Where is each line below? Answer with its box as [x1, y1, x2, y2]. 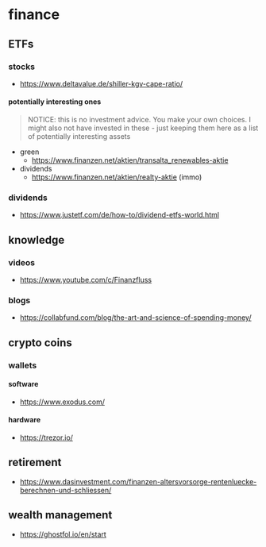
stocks [8, 61, 36, 72]
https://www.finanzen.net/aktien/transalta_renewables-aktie [31, 156, 229, 165]
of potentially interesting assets [27, 132, 131, 141]
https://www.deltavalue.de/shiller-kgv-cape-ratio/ [19, 79, 183, 88]
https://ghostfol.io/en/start [19, 530, 107, 539]
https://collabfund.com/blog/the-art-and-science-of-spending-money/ [19, 313, 252, 322]
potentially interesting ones [8, 97, 102, 106]
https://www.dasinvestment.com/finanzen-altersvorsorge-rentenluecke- [19, 476, 257, 486]
